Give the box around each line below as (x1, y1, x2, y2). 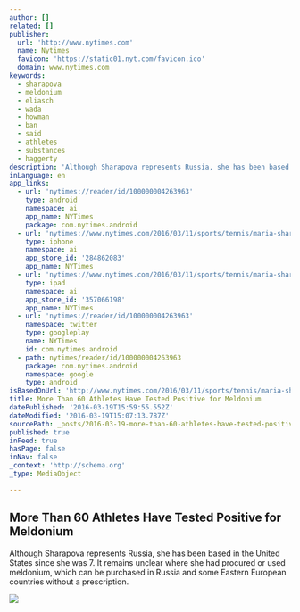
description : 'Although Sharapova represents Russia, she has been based (9, 162, 290, 171)
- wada (17, 104, 42, 113)
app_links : (9, 179, 50, 188)
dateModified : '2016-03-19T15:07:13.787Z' (9, 411, 170, 420)
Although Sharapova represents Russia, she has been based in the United (9, 548, 280, 558)
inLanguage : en (9, 170, 66, 179)
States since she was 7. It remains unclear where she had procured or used (9, 557, 286, 567)
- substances (17, 145, 66, 154)
